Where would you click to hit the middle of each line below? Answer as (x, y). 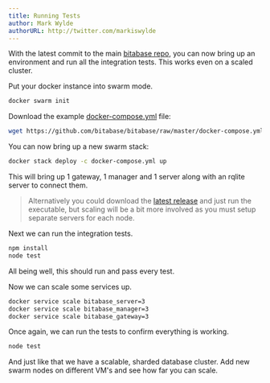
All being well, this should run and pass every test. (92, 271)
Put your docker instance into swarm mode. (81, 86)
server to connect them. (48, 185)
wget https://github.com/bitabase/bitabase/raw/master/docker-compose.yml (136, 131)
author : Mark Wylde (41, 23)
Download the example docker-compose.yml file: (90, 117)
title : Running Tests (45, 16)
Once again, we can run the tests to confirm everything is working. (119, 332)
